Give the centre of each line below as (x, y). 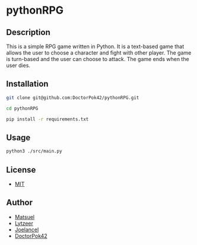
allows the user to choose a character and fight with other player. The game (99, 53)
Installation (27, 84)
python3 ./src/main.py (34, 151)
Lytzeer (24, 223)
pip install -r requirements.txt (47, 119)
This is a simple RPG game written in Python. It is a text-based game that (95, 46)
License (21, 170)
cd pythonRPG (22, 108)
